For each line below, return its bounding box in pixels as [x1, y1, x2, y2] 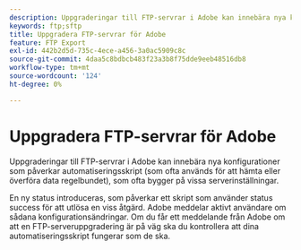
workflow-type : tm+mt [9, 64, 90, 73]
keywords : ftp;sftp [9, 22, 82, 30]
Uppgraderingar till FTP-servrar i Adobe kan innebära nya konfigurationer [9, 156, 280, 167]
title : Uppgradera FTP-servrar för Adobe [9, 30, 167, 39]
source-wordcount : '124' [9, 72, 102, 81]
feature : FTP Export [9, 38, 87, 47]
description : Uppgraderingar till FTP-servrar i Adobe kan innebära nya [9, 13, 287, 22]
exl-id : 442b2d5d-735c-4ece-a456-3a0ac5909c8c [9, 47, 186, 56]
